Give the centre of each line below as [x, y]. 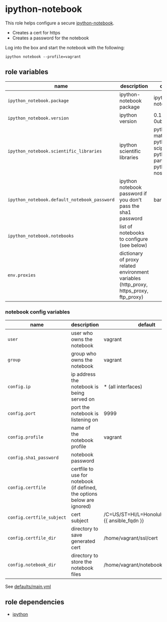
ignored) [81, 506]
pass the [129, 206]
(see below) [133, 245]
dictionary [131, 253]
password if [133, 193]
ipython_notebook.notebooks [41, 236]
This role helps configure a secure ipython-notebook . [60, 23]
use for [80, 475]
